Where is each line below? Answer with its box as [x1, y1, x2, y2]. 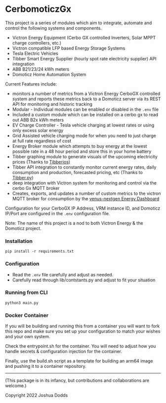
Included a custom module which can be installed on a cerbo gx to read [12, 111, 159, 117]
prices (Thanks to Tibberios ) [12, 159, 71, 165]
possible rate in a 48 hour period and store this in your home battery [12, 148, 152, 154]
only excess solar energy [12, 127, 64, 133]
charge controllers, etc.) [12, 40, 62, 45]
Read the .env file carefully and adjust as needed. [12, 271, 114, 277]
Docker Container [5, 312, 48, 318]
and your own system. [5, 334, 50, 340]
